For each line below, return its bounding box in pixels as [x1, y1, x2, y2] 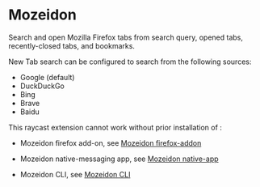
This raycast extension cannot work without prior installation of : [8, 122, 222, 132]
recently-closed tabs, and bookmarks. [8, 40, 136, 50]
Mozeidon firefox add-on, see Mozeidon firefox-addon [19, 138, 202, 147]
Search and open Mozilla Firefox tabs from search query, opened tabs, [8, 32, 244, 42]
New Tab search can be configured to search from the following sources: [8, 57, 252, 66]
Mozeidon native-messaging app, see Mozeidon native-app [19, 154, 220, 164]
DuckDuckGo [19, 81, 65, 91]
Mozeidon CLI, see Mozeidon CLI [19, 169, 131, 179]
